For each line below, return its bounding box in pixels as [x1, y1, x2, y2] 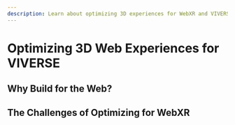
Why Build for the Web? [7, 83, 113, 95]
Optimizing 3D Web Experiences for [7, 40, 220, 56]
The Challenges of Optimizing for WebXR [7, 106, 190, 119]
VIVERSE [7, 55, 61, 71]
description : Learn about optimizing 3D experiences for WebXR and [7, 10, 208, 17]
